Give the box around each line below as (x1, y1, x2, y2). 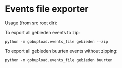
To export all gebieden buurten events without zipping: (5, 48, 118, 54)
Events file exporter (5, 3, 89, 15)
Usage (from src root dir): (5, 20, 58, 26)
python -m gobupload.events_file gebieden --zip (5, 39, 108, 44)
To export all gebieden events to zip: (5, 29, 80, 35)
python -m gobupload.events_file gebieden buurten (5, 57, 113, 63)
